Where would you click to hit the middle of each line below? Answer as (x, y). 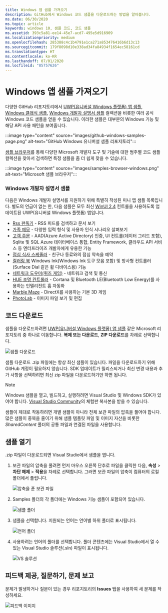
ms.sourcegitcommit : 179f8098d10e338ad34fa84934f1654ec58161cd (72, 47)
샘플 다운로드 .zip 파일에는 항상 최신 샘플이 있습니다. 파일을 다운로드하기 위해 (80, 362)
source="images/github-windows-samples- (101, 135)
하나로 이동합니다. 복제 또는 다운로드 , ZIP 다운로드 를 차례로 (85, 335)
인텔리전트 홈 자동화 (45, 286)
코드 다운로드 (24, 315)
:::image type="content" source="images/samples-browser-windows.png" (82, 168)
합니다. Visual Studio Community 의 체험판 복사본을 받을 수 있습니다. (81, 401)
